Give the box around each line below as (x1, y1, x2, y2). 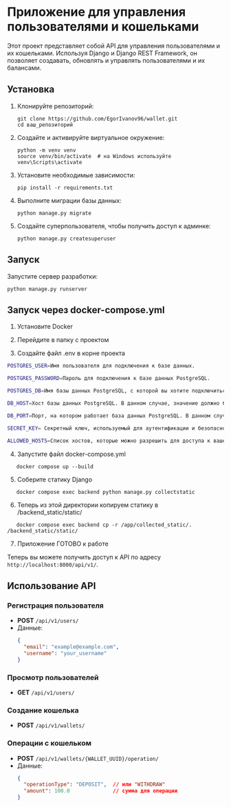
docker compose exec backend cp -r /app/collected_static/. (16, 521, 192, 528)
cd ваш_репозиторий (16, 121, 74, 128)
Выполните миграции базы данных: (16, 196, 122, 204)
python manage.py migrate (16, 210, 91, 217)
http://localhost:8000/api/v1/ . (7, 560, 98, 568)
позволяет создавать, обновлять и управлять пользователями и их (7, 56, 205, 64)
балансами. (7, 63, 42, 72)
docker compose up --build (16, 463, 94, 470)
